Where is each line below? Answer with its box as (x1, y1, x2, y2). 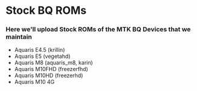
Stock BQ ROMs (5, 4, 87, 17)
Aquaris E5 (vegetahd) (14, 52, 71, 60)
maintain (5, 33, 33, 41)
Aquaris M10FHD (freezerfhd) (14, 66, 88, 73)
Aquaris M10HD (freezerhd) (14, 72, 83, 79)
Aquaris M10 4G (14, 78, 55, 86)
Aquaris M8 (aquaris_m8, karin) (14, 59, 93, 66)
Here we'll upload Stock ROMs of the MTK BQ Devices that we (5, 25, 191, 34)
